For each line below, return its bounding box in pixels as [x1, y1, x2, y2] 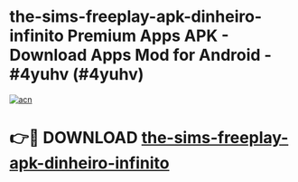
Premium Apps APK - [67, 25, 229, 46]
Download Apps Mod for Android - [9, 45, 273, 65]
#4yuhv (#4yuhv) [9, 64, 144, 85]
